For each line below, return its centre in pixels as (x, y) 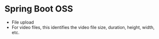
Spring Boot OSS (39, 9)
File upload (23, 22)
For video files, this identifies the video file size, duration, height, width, (83, 27)
